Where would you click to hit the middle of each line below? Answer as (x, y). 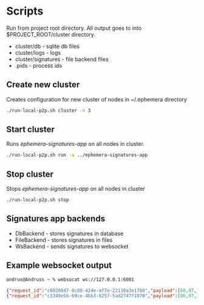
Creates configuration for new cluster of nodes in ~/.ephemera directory (97, 99)
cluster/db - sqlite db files (47, 46)
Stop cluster (30, 174)
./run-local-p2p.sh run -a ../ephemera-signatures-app (77, 155)
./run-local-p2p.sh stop (38, 200)
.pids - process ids (39, 66)
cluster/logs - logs (38, 52)
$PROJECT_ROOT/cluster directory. (51, 34)
